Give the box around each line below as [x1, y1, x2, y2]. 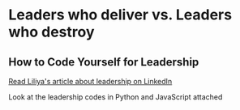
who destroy [8, 23, 95, 41]
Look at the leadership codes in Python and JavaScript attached [8, 92, 223, 102]
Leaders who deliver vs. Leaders [8, 6, 233, 24]
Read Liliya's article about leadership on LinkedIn [8, 77, 173, 86]
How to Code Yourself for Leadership [8, 55, 199, 69]
